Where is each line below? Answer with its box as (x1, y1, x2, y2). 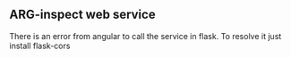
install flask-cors (9, 40, 71, 51)
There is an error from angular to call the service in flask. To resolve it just (9, 30, 282, 41)
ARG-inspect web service (9, 7, 156, 22)
